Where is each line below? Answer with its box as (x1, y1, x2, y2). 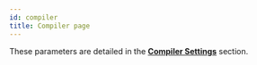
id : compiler (9, 12, 58, 22)
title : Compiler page (9, 21, 91, 30)
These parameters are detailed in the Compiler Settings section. (9, 45, 249, 56)
